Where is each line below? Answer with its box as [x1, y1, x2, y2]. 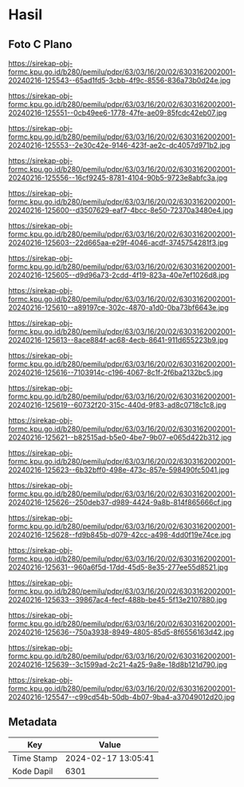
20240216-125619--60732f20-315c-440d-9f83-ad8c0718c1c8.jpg [8, 400, 227, 409]
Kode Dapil [12, 765, 53, 777]
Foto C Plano [8, 38, 73, 51]
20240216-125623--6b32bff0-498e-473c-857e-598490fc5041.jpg [8, 465, 230, 475]
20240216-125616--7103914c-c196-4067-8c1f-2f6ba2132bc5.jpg [8, 368, 223, 377]
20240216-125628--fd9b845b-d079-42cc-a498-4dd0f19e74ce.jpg [8, 530, 231, 539]
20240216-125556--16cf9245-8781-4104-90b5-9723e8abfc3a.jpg [8, 173, 228, 182]
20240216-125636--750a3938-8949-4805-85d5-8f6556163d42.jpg [8, 627, 234, 637]
